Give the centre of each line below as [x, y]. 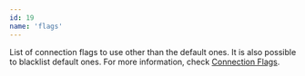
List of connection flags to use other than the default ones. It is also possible [153, 52]
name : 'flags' [36, 26]
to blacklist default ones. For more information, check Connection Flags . [145, 62]
